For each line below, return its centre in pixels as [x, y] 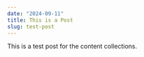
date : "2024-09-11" [36, 14]
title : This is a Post [40, 20]
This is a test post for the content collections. [72, 47]
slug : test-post [31, 26]
